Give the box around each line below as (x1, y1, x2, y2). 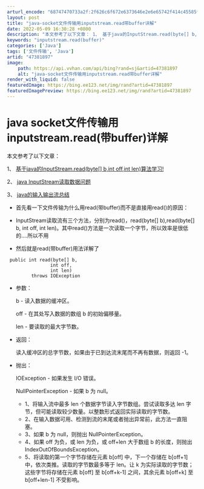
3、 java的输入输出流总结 (7, 191, 70, 198)
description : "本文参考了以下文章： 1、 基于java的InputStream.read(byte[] (7, 32, 189, 38)
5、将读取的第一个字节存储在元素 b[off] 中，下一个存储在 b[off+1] (24, 453, 188, 460)
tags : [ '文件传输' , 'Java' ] (7, 49, 74, 55)
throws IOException (31, 272, 81, 279)
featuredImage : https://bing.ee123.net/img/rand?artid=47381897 (7, 83, 173, 89)
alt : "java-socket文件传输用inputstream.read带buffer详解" (18, 71, 163, 77)
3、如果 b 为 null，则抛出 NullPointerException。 (24, 430, 146, 437)
